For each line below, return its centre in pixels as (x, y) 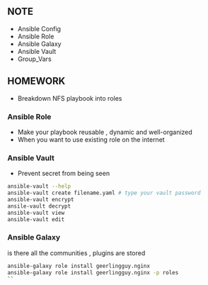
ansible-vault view (36, 213)
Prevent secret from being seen (64, 174)
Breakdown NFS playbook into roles (70, 98)
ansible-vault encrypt (41, 199)
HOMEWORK (36, 81)
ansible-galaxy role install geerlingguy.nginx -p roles (93, 272)
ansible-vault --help (39, 186)
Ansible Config (39, 28)
